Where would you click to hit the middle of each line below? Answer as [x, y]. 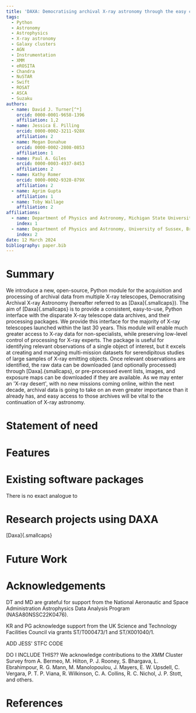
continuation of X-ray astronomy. [46, 402]
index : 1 [27, 223]
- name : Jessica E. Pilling [45, 126]
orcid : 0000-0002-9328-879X [50, 180]
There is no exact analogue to [42, 495]
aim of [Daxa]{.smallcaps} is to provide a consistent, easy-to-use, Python [94, 309]
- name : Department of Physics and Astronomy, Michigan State [88, 218]
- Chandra [23, 71]
